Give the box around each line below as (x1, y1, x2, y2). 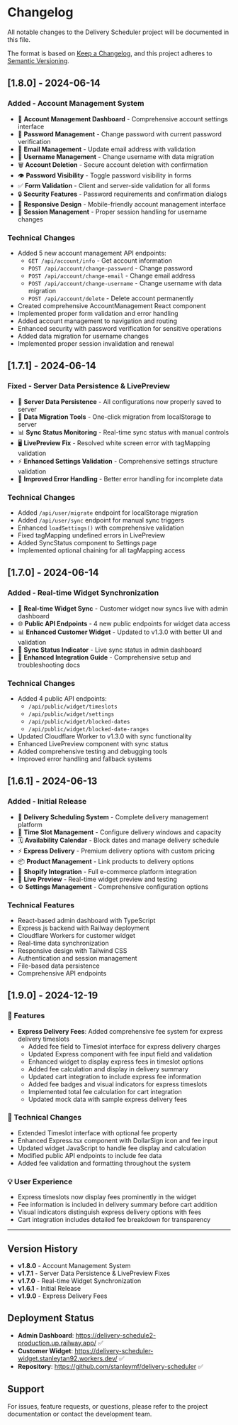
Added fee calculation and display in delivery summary (28, 1064, 189, 1073)
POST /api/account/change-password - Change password (28, 263, 193, 272)
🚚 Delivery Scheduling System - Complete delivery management (17, 812, 209, 821)
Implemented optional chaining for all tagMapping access (17, 546, 186, 555)
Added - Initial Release (7, 797, 87, 807)
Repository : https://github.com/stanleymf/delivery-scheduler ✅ (17, 1362, 204, 1370)
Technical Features (7, 900, 75, 910)
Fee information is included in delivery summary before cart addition (17, 1201, 217, 1209)
